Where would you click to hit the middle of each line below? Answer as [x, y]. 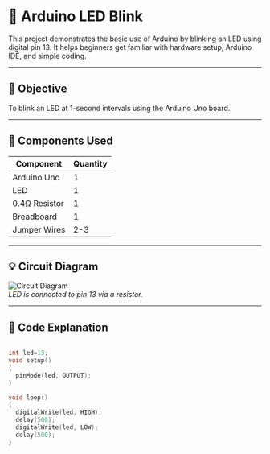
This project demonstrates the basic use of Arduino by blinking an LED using [135, 39]
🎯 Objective [38, 89]
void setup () [30, 361]
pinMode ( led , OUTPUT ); [53, 375]
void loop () [28, 398]
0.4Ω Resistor [38, 203]
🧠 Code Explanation [58, 327]
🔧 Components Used [61, 141]
